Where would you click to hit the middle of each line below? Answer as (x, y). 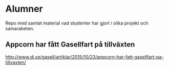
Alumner (24, 9)
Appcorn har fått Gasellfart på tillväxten (70, 45)
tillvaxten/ (16, 62)
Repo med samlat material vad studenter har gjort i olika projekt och (77, 23)
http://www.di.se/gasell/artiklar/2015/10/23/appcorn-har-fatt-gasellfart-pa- (84, 57)
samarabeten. (20, 28)
